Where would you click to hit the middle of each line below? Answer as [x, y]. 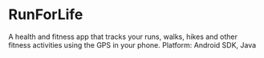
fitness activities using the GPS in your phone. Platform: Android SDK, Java [132, 44]
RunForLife [46, 15]
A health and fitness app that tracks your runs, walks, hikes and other [123, 37]
